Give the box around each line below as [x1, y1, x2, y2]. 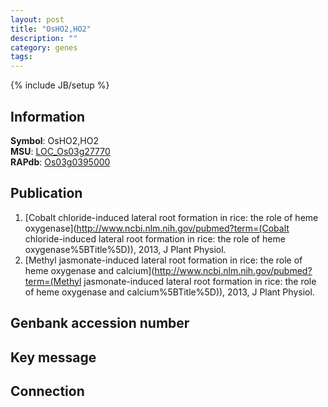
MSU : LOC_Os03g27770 [10, 145, 111, 157]
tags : [10, 52, 33, 62]
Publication [10, 185, 83, 202]
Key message [10, 349, 97, 366]
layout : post [10, 14, 65, 25]
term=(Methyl [24, 275, 82, 287]
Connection [10, 382, 85, 400]
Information [10, 108, 86, 125]
